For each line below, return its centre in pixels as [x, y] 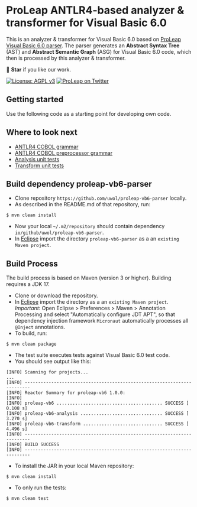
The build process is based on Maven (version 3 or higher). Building [89, 278]
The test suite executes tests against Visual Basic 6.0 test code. [92, 355]
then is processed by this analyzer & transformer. [66, 58]
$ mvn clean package [32, 344]
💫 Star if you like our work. [38, 69]
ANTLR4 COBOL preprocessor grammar [64, 153]
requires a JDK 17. [28, 284]
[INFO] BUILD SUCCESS [33, 445]
